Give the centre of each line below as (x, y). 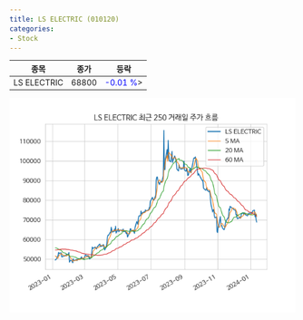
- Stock (24, 38)
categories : (32, 29)
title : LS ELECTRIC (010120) (64, 19)
